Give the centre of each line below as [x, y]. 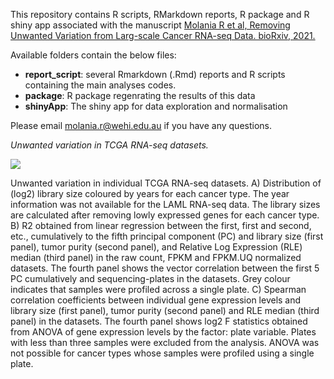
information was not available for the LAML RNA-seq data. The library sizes [165, 204]
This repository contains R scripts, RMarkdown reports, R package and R [160, 14]
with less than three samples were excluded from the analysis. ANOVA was [165, 342]
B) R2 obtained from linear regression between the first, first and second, [161, 225]
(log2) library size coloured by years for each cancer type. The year [150, 193]
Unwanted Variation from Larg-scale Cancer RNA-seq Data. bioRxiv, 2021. [163, 35]
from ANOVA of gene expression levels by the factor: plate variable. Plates [163, 332]
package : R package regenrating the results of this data [140, 95]
